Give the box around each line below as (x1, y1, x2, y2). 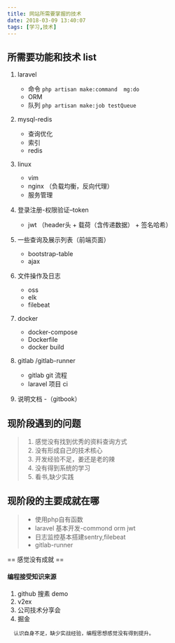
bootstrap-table (27, 250, 73, 258)
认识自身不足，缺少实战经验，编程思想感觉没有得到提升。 (13, 630, 155, 637)
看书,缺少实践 (34, 473, 74, 480)
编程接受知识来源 (7, 573, 57, 581)
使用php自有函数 (34, 515, 84, 523)
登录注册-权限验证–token (17, 205, 89, 215)
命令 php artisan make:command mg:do (27, 85, 140, 94)
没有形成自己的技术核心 (34, 446, 103, 454)
